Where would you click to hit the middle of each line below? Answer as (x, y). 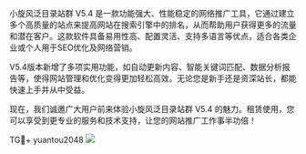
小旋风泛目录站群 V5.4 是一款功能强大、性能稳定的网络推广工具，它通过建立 (152, 13)
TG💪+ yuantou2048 (46, 140)
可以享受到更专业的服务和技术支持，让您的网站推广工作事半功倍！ (133, 120)
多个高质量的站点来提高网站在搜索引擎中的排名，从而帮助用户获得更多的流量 (153, 25)
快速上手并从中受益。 (49, 90)
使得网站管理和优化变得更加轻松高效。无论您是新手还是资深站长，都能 (165, 78)
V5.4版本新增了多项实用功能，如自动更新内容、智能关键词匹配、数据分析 (146, 67)
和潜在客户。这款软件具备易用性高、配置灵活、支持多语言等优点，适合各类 (149, 36)
